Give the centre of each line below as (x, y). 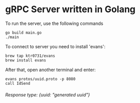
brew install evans (26, 60)
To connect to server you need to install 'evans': (55, 46)
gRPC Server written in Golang (70, 9)
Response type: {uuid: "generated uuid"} (48, 94)
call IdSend (18, 83)
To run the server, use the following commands (54, 23)
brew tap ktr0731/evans (30, 56)
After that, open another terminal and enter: (51, 70)
